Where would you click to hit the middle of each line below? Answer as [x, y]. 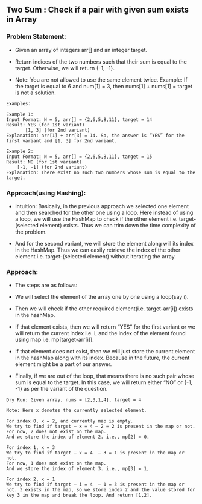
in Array [22, 20]
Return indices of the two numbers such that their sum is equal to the [101, 61]
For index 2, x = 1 [31, 479]
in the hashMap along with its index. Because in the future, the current [102, 358]
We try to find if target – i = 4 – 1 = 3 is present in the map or [96, 485]
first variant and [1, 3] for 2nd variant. [62, 141]
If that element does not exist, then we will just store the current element [105, 352]
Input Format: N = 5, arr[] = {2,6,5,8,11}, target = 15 [79, 157]
